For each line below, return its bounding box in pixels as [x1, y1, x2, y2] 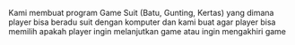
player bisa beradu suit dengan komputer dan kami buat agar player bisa [8, 17, 276, 27]
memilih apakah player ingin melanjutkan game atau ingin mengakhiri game [8, 26, 287, 36]
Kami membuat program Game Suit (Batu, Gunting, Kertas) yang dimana [8, 8, 274, 18]
